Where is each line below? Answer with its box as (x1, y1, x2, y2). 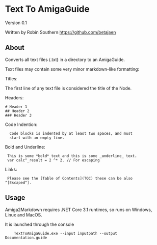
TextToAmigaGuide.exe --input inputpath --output (14, 231, 118, 236)
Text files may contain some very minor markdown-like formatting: (5, 66, 140, 72)
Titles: (5, 75, 18, 82)
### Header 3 (5, 113, 32, 118)
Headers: (5, 94, 24, 100)
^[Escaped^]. (5, 180, 32, 185)
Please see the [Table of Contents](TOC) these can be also (7, 176, 133, 181)
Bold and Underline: (5, 144, 46, 150)
